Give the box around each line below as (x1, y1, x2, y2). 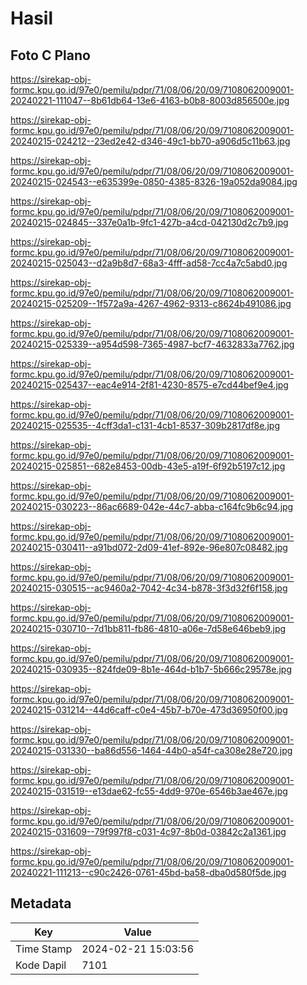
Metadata (10, 895, 72, 912)
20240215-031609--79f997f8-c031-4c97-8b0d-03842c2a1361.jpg (10, 826, 287, 837)
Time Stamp (15, 942, 73, 956)
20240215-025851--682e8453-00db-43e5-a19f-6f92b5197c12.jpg (10, 460, 286, 472)
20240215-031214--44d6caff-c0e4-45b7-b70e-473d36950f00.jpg (10, 704, 288, 716)
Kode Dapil (15, 958, 67, 972)
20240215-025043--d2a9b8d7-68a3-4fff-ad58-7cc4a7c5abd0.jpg (10, 257, 288, 269)
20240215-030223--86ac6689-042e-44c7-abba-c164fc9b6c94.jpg (10, 501, 294, 512)
